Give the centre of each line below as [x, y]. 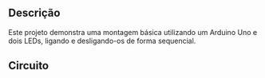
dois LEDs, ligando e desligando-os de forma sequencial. [102, 41]
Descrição [34, 13]
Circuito [29, 66]
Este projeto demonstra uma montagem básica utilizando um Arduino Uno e [133, 32]
